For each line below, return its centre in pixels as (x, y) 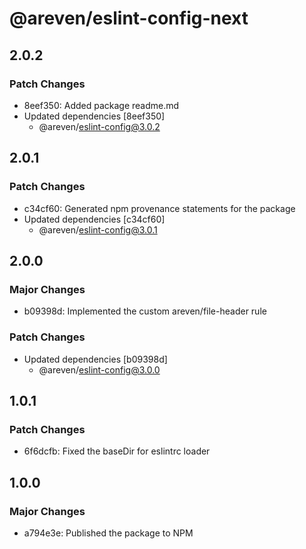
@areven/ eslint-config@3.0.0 (99, 369)
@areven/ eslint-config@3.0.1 (98, 229)
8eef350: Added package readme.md (101, 105)
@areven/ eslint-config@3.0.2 (99, 126)
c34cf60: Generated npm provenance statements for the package (159, 208)
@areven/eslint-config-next (129, 18)
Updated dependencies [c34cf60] (94, 219)
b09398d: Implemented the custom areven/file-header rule (145, 311)
